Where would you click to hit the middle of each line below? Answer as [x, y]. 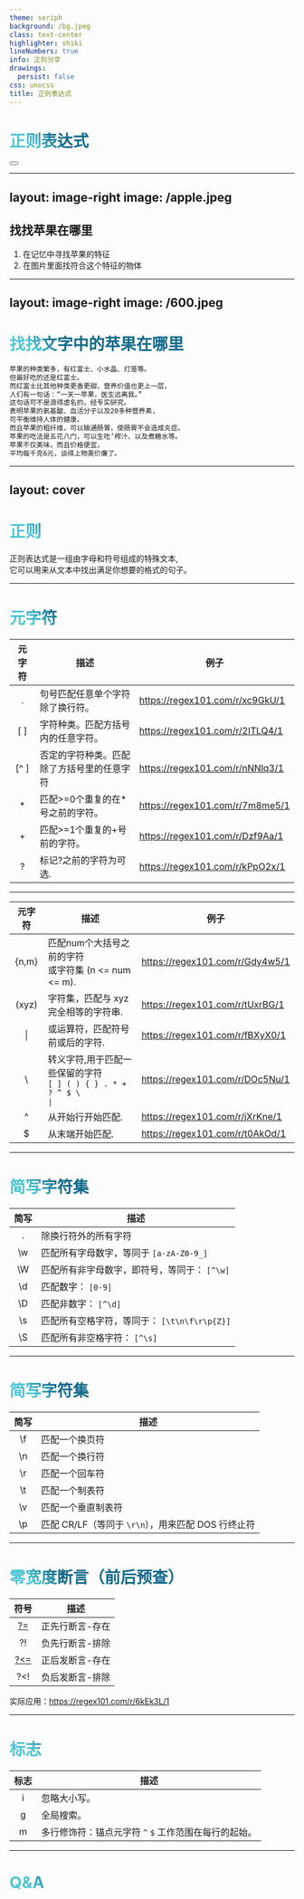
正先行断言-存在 [76, 1626]
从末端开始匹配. [81, 1134]
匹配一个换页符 [73, 1439]
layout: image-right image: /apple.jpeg [121, 197]
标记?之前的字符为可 [83, 860]
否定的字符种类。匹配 [85, 755]
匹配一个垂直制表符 [82, 1507]
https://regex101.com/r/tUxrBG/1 [213, 1004]
